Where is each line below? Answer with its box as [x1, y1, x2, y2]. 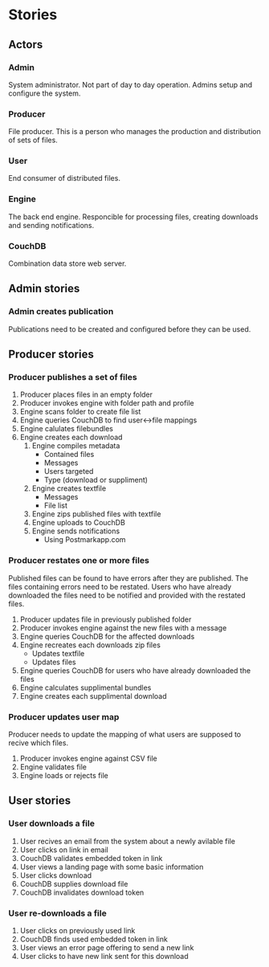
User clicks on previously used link [19, 926, 136, 936]
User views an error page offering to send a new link [19, 943, 194, 953]
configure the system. [8, 88, 81, 98]
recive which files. [8, 738, 69, 748]
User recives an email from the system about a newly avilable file [19, 836, 235, 846]
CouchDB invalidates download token [19, 887, 145, 897]
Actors [8, 38, 43, 51]
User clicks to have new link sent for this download [19, 952, 189, 961]
